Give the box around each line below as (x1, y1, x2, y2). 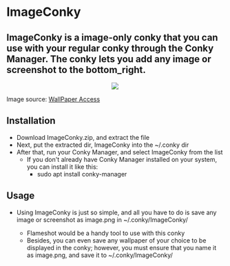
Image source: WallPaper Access (6, 95, 101, 103)
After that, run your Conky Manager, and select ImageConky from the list (16, 147, 223, 156)
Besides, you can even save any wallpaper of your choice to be (26, 236, 207, 245)
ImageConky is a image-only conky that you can (6, 32, 218, 43)
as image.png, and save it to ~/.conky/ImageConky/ (26, 251, 174, 259)
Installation (6, 115, 56, 127)
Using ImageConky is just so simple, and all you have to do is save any (16, 208, 217, 216)
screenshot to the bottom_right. (6, 63, 146, 76)
